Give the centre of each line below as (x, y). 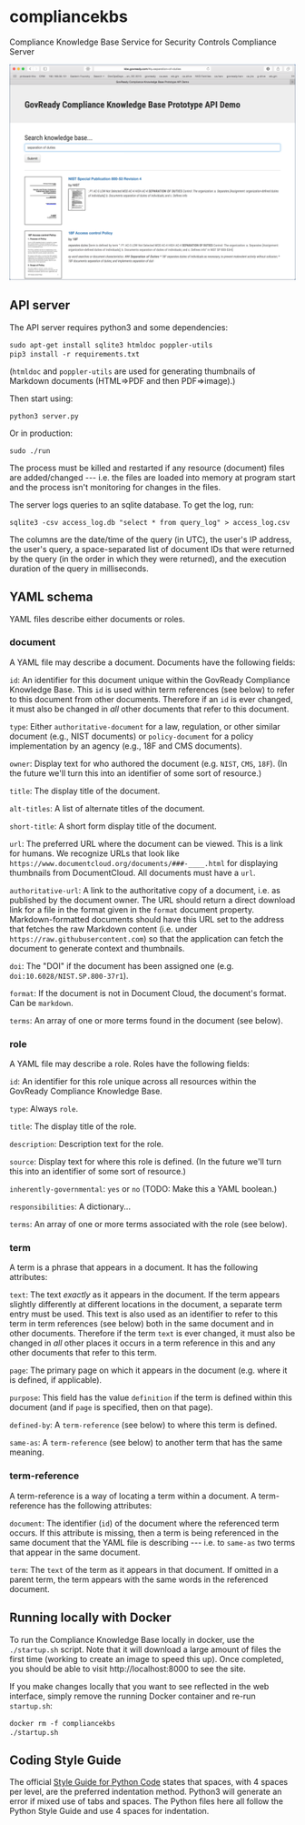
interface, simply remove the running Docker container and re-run (133, 1696)
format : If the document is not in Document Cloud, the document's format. (148, 993)
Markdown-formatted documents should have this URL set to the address (147, 919)
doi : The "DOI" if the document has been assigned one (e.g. (122, 965)
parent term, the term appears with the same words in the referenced (139, 1579)
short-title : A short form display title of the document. (113, 826)
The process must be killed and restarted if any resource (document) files (147, 468)
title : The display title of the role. (73, 1126)
